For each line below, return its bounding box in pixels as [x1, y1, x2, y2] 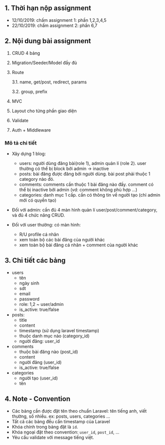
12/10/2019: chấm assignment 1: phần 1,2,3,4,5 [11, 17, 107, 23]
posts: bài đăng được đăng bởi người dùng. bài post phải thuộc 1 [19, 171, 151, 177]
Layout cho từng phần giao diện [11, 108, 77, 114]
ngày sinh [19, 280, 40, 286]
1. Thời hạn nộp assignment [4, 4, 91, 12]
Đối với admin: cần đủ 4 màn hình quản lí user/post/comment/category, [11, 207, 158, 213]
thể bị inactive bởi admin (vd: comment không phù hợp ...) [19, 186, 137, 193]
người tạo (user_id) [19, 375, 58, 381]
